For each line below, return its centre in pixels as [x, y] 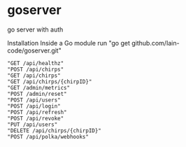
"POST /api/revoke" [36, 118]
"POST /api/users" [34, 100]
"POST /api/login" [34, 106]
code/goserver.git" [34, 50]
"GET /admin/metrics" [39, 87]
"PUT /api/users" [33, 125]
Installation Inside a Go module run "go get [69, 43]
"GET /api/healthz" [36, 63]
